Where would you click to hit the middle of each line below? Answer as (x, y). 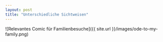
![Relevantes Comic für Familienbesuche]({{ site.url (58, 28)
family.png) (17, 34)
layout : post (19, 10)
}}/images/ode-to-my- (135, 28)
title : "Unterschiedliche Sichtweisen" (47, 14)
